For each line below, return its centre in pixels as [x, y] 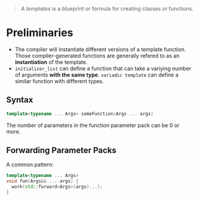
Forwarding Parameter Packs [61, 150]
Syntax [20, 100]
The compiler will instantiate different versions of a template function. [100, 49]
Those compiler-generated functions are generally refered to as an [97, 56]
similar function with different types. [59, 81]
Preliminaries [40, 33]
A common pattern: [30, 165]
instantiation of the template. [51, 62]
